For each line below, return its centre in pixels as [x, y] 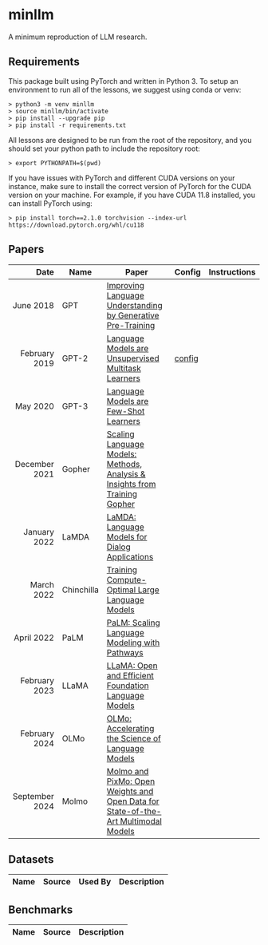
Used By [95, 882]
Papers [26, 249]
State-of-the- [134, 811]
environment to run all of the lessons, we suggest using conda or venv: [125, 89]
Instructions [232, 271]
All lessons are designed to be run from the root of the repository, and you [130, 140]
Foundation [128, 686]
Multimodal [141, 821]
